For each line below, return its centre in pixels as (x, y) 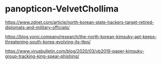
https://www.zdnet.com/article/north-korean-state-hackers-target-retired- (80, 22)
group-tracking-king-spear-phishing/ (42, 56)
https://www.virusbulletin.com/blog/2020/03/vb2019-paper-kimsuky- (75, 51)
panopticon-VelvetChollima (62, 9)
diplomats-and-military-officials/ (37, 27)
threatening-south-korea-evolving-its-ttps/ (48, 41)
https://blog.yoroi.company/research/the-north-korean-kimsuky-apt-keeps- (81, 37)
